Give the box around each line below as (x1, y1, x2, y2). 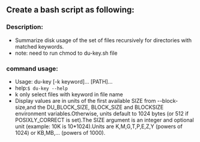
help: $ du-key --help (14, 84, 68, 91)
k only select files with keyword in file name (14, 90, 123, 98)
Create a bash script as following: (6, 5, 135, 15)
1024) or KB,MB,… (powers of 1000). (14, 129, 106, 136)
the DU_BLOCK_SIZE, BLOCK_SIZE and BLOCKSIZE (37, 103, 164, 111)
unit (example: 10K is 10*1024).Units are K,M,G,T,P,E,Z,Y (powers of (14, 123, 183, 130)
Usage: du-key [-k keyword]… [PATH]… (14, 78, 113, 85)
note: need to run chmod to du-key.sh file (14, 49, 118, 57)
